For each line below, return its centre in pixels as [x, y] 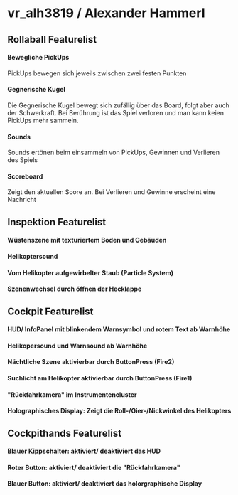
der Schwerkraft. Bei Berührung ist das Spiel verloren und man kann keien [115, 112]
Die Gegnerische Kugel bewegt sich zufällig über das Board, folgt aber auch [118, 105]
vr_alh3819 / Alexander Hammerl [106, 13]
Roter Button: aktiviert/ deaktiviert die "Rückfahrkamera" [94, 467]
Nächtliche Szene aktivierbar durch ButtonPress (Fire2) [91, 362]
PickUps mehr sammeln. [43, 120]
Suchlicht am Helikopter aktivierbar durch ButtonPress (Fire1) [100, 378]
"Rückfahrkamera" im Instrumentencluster [72, 394]
